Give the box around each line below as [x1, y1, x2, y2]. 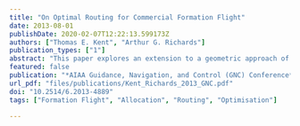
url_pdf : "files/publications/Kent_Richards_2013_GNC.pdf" [9, 79, 234, 88]
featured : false [9, 63, 70, 72]
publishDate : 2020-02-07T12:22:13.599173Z [9, 29, 170, 38]
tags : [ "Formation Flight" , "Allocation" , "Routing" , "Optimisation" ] [9, 95, 278, 105]
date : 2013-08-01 [9, 21, 74, 30]
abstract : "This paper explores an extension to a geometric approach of [9, 54, 290, 63]
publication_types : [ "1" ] [9, 46, 105, 55]
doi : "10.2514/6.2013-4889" [9, 87, 114, 96]
